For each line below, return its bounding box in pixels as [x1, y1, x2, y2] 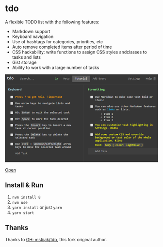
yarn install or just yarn [12, 204, 62, 210]
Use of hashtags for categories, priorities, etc [12, 38, 103, 44]
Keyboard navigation [12, 34, 54, 39]
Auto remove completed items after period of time [12, 44, 112, 50]
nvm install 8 [12, 195, 41, 200]
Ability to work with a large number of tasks [12, 64, 99, 71]
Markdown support [12, 28, 50, 34]
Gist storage [12, 59, 37, 65]
